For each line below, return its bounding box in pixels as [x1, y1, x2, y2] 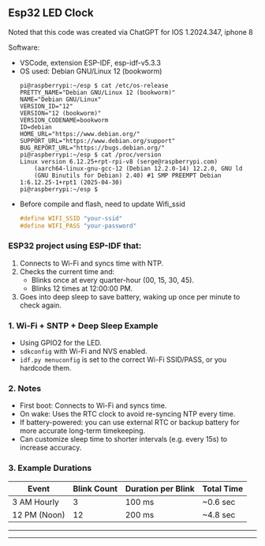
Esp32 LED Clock [8, 6, 94, 20]
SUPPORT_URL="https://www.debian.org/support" [19, 137, 176, 145]
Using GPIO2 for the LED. [19, 338, 103, 348]
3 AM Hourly [12, 496, 59, 507]
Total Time [202, 483, 243, 494]
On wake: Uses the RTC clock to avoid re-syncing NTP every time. [19, 409, 236, 419]
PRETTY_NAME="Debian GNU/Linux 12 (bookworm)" [19, 88, 176, 96]
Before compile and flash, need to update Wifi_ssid [19, 199, 185, 209]
